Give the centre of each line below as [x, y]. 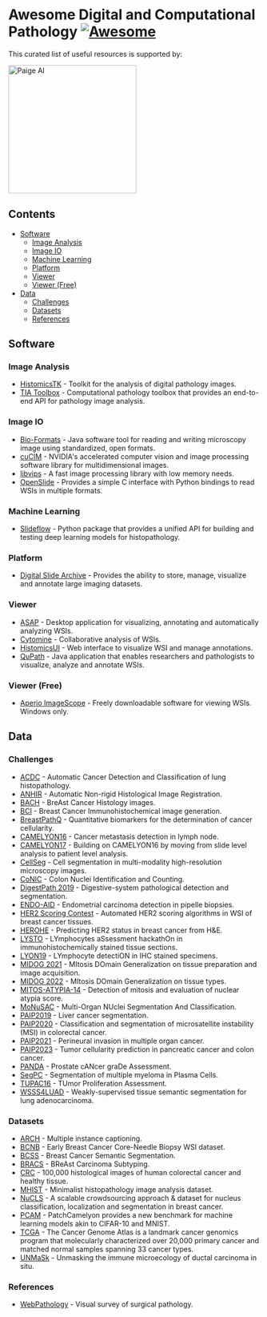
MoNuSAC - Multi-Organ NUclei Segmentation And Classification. [128, 1006]
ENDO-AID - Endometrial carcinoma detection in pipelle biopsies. [127, 904]
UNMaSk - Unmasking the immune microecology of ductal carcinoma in [138, 1257]
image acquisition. [50, 973]
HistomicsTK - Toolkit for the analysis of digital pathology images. [128, 384]
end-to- [246, 393]
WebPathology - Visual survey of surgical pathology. [106, 1304]
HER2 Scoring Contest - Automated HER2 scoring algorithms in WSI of [136, 913]
